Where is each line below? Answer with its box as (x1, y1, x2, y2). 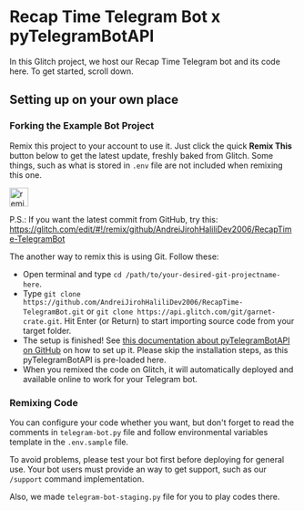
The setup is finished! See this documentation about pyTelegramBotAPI (22, 335, 290, 346)
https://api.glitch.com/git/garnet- (137, 308, 276, 317)
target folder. (22, 325, 72, 336)
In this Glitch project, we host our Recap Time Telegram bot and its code (9, 56, 280, 67)
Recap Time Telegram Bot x (9, 6, 221, 27)
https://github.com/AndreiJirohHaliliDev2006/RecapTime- (22, 297, 244, 307)
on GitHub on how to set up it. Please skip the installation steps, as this (22, 344, 289, 355)
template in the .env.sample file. (9, 436, 129, 447)
